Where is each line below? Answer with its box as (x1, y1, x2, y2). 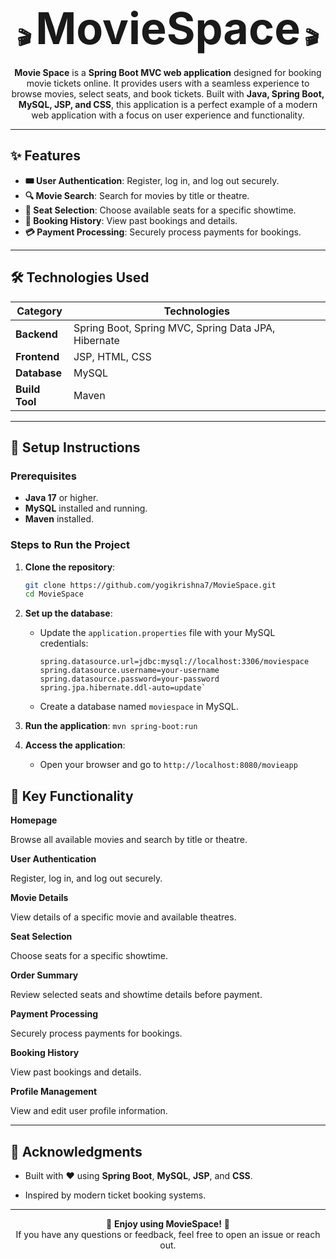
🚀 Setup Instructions (10, 439, 141, 456)
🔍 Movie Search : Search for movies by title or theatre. (24, 189, 250, 201)
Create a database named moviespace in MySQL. (39, 701, 239, 713)
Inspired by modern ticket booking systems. (24, 1189, 207, 1201)
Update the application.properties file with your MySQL (39, 627, 276, 639)
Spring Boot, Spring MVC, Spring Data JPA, (73, 321, 276, 335)
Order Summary (10, 969, 79, 981)
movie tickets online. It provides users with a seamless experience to (26, 77, 310, 89)
